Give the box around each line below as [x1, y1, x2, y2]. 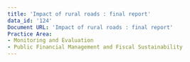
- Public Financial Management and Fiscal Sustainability [7, 43, 183, 51]
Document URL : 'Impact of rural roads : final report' [7, 24, 174, 31]
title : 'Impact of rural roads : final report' [7, 10, 152, 18]
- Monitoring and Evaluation [7, 37, 94, 44]
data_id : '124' [7, 17, 53, 24]
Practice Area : [7, 30, 53, 38]
